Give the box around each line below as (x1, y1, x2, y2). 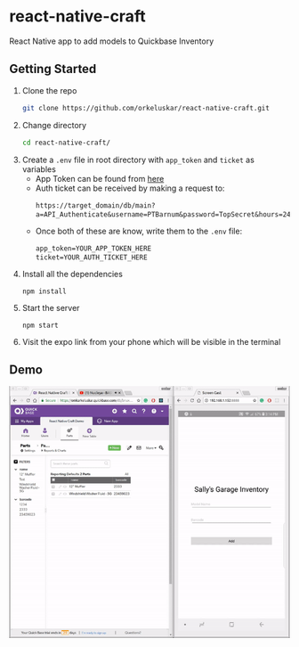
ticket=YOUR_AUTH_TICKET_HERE (35, 252, 149, 262)
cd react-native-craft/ (21, 138, 111, 147)
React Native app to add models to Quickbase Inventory (9, 36, 214, 46)
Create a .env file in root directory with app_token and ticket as (21, 154, 255, 165)
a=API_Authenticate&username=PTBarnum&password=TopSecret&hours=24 (35, 209, 291, 219)
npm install (21, 287, 67, 296)
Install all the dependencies (21, 268, 123, 279)
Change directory (21, 119, 87, 130)
